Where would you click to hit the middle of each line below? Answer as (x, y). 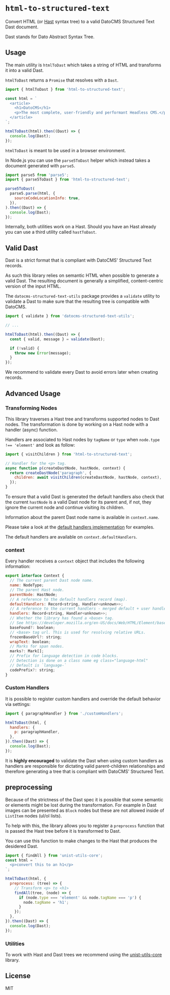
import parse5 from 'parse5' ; (37, 175)
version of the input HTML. (33, 286)
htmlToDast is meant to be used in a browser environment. (66, 150)
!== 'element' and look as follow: (40, 445)
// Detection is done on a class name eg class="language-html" (79, 661)
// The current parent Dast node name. (52, 581)
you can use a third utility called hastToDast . (51, 232)
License (18, 976)
